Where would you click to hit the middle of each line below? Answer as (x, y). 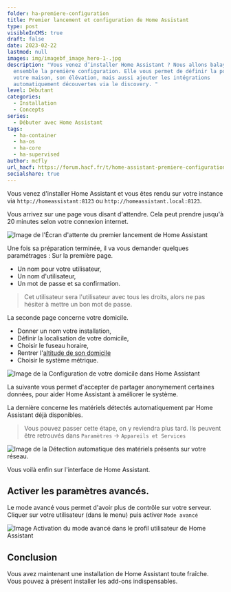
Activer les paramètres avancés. (78, 491)
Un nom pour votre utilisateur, (59, 269)
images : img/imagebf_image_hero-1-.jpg (64, 59)
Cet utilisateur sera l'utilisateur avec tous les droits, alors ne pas (114, 296)
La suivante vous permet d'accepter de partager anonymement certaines (111, 387)
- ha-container (35, 135)
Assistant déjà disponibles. (45, 415)
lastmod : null (27, 52)
